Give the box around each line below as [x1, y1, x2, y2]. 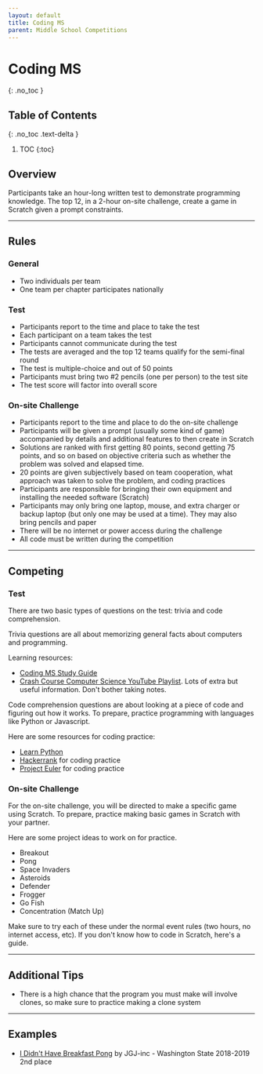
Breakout [19, 848, 49, 857]
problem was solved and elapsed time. [19, 460, 145, 469]
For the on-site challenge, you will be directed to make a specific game [8, 801, 237, 810]
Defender [19, 882, 51, 891]
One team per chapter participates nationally [19, 284, 164, 294]
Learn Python [19, 747, 64, 756]
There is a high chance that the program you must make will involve [19, 989, 238, 999]
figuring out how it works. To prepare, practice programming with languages [8, 708, 254, 718]
